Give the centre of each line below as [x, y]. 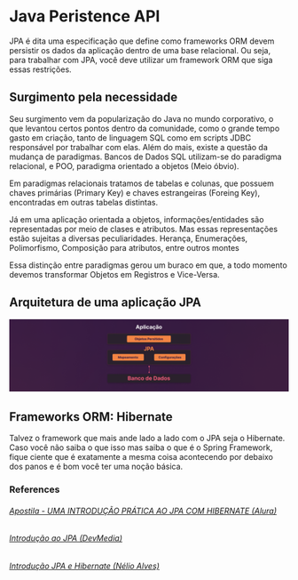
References [35, 489]
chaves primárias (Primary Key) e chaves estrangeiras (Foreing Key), [135, 192]
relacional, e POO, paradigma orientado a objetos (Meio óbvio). [124, 165]
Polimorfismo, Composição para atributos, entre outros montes [124, 247]
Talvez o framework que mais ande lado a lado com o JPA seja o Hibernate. [147, 439]
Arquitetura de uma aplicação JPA [106, 303]
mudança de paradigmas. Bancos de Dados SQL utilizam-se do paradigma [145, 157]
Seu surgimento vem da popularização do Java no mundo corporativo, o [141, 118]
